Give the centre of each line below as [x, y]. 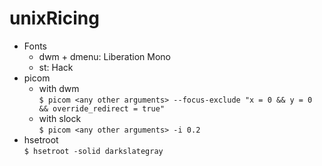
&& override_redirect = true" [102, 108]
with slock [60, 118]
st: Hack [56, 67]
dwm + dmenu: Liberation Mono [104, 56]
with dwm [59, 88]
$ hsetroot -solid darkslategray [93, 151]
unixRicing [54, 18]
